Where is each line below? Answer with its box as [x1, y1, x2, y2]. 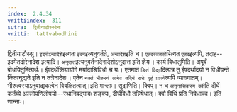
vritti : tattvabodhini [7, 30, 78, 38]
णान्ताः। [7, 97, 25, 106]
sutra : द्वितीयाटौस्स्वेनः [7, 23, 62, 30]
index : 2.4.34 [7, 10, 53, 18]
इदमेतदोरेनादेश [7, 57, 40, 66]
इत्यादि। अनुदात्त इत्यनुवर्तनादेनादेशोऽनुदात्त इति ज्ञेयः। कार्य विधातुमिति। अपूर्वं [40, 57, 207, 66]
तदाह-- [205, 50, 223, 58]
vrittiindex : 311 [7, 17, 62, 24]
